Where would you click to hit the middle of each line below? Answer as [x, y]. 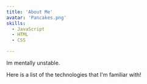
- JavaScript [28, 29]
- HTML [20, 35]
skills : [16, 23]
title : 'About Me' [30, 12]
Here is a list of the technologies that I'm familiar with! [74, 75]
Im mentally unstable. [33, 63]
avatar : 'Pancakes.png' [37, 18]
